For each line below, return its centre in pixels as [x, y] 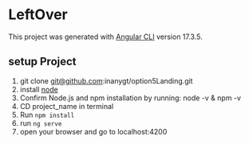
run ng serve [41, 123]
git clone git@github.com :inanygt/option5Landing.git [106, 80]
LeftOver [38, 15]
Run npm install [47, 115]
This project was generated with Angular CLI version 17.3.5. [106, 37]
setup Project [43, 62]
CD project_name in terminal [67, 106]
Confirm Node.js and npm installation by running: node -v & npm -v [130, 98]
